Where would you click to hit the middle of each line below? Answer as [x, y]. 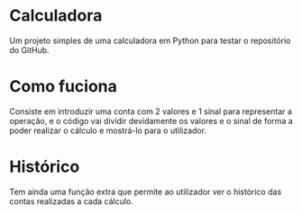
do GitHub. [29, 49]
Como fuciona [63, 87]
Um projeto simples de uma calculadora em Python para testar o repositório [150, 40]
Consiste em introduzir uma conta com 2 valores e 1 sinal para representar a [151, 111]
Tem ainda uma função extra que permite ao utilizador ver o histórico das [146, 192]
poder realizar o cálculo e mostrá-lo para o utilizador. [108, 130]
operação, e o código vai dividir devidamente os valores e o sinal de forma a [151, 120]
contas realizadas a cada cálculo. [71, 201]
